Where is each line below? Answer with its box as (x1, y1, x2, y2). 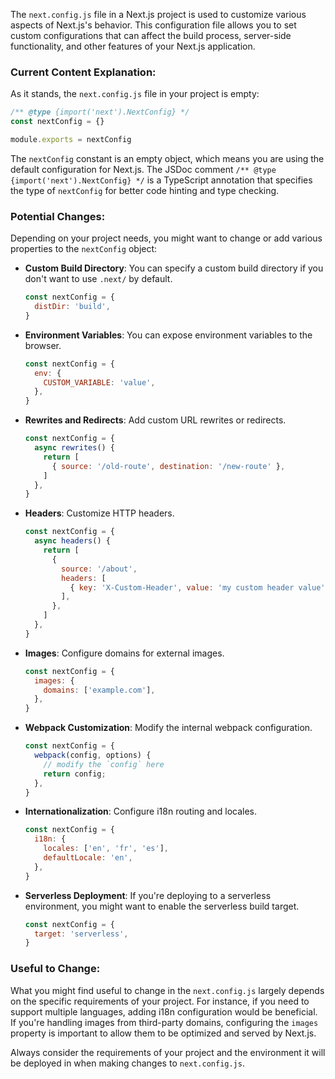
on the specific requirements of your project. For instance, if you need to (10, 995, 310, 1007)
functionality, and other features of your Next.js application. (10, 40, 256, 52)
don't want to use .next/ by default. (24, 273, 173, 285)
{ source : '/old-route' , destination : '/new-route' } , (51, 461, 286, 471)
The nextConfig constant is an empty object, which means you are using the (10, 152, 325, 164)
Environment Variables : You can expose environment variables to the (24, 329, 313, 341)
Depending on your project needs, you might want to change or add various (10, 232, 323, 244)
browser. (24, 339, 62, 351)
